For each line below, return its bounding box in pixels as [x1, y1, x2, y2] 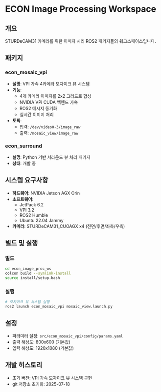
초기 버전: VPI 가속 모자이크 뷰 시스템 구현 [12, 375, 92, 381]
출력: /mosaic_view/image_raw [19, 130, 78, 136]
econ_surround [5, 142, 43, 149]
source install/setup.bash [5, 276, 60, 280]
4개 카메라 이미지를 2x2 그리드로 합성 [19, 93, 92, 99]
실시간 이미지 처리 [19, 112, 54, 117]
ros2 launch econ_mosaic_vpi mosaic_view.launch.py [5, 304, 113, 309]
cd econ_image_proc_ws [5, 266, 51, 271]
